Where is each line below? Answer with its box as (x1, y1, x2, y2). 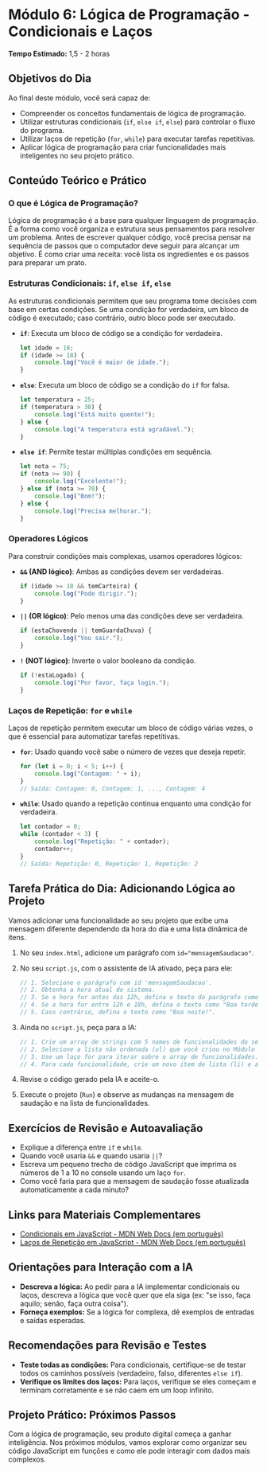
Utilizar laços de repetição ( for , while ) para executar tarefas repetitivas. (19, 134, 256, 143)
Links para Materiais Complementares (8, 1208, 201, 1221)
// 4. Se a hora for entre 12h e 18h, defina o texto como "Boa (19, 1001, 238, 1009)
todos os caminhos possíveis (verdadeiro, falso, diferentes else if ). (19, 1368, 243, 1378)
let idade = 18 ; (19, 344, 74, 352)
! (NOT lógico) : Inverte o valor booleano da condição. (19, 656, 196, 666)
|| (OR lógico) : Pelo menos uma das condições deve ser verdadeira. (19, 611, 245, 621)
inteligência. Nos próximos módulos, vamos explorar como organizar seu (8, 1438, 247, 1447)
